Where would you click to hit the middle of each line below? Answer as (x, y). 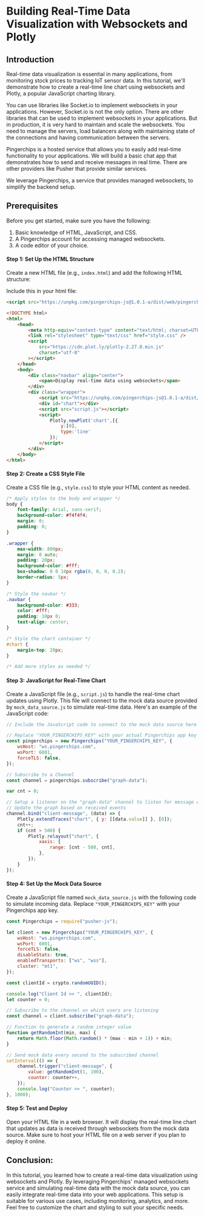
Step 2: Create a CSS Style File (46, 474)
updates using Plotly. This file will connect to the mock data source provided (102, 700)
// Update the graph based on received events (66, 808)
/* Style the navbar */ (36, 594)
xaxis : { (50, 842)
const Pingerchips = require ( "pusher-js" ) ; (62, 921)
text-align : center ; (43, 622)
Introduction (30, 59)
